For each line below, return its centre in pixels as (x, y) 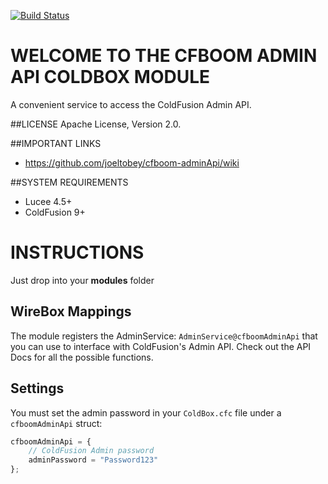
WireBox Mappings (71, 311)
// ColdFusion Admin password (91, 451)
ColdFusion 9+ (55, 212)
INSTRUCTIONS (77, 252)
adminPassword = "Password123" (93, 460)
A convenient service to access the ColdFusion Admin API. (131, 104)
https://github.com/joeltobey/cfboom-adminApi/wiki (132, 162)
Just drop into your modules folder (82, 280)
